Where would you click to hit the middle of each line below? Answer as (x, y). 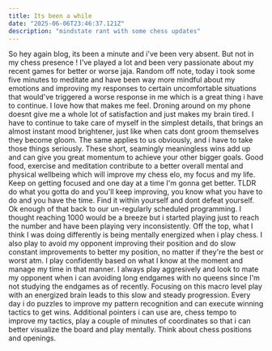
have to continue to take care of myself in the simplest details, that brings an (136, 123)
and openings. (32, 338)
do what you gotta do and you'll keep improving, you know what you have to (136, 192)
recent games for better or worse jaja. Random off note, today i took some (132, 71)
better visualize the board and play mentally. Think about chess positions (130, 330)
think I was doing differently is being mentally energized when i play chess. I (136, 235)
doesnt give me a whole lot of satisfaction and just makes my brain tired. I (131, 114)
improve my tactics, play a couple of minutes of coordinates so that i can (130, 321)
